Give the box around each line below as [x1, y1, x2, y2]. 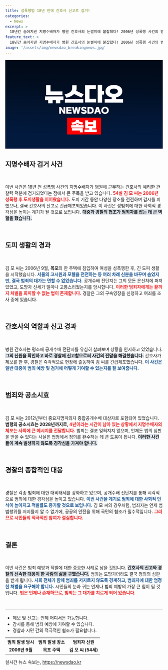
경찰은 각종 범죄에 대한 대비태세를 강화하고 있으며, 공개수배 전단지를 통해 [5, 490, 146, 496]
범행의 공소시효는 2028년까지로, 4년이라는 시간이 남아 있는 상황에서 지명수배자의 [5, 421, 162, 427]
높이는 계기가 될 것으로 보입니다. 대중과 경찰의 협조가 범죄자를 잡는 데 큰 [18, 209, 157, 215]
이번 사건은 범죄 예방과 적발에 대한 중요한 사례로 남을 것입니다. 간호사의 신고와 [5, 565, 157, 571]
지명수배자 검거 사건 [5, 160, 63, 168]
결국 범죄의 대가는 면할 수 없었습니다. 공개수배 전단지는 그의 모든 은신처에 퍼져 [11, 278, 163, 284]
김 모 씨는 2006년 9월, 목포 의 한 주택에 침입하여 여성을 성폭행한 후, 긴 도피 [5, 265, 150, 271]
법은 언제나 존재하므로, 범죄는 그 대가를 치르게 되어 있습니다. [19, 590, 136, 596]
